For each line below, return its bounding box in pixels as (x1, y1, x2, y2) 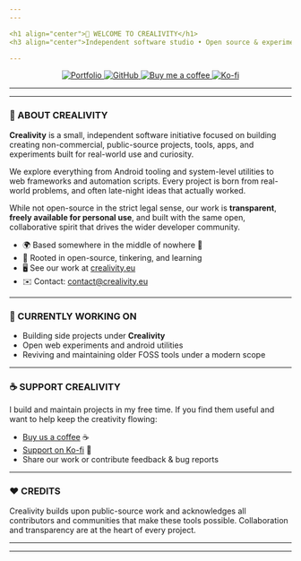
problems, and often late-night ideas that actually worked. (31, 185, 246, 195)
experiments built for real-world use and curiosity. (9, 149, 194, 160)
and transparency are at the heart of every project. (9, 524, 196, 535)
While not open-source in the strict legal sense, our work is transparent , (9, 203, 277, 213)
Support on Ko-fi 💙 (21, 444, 92, 455)
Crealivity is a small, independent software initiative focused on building (9, 129, 277, 140)
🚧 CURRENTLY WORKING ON (9, 310, 137, 323)
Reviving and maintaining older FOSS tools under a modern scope (21, 349, 266, 359)
